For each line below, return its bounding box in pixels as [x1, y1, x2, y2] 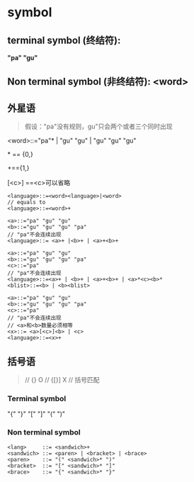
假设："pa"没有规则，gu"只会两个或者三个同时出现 [24, 122, 173, 131]
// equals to [7, 199, 46, 206]
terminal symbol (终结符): [7, 34, 121, 46]
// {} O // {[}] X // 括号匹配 [24, 376, 100, 384]
